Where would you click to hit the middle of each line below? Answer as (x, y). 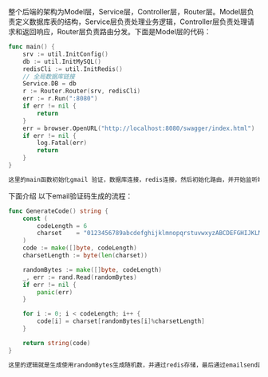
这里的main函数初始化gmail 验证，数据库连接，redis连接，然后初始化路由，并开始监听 (133, 179)
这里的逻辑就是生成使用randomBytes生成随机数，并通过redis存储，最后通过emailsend (133, 365)
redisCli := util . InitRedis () (73, 69)
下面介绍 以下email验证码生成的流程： (71, 196)
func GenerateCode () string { (59, 211)
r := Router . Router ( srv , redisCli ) (82, 91)
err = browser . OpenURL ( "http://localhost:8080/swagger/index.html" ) (139, 128)
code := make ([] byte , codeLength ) (80, 248)
